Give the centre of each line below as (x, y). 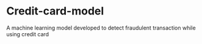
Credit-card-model (55, 11)
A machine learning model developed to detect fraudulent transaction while (101, 28)
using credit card (28, 34)
